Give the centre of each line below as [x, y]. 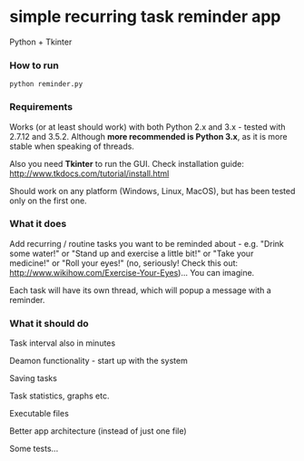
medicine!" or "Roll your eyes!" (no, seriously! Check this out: [124, 263]
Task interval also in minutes [63, 343]
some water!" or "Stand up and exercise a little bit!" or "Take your [132, 253]
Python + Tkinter [41, 42]
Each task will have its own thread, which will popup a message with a [141, 290]
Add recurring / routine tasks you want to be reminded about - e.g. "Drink [147, 243]
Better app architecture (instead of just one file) [98, 431]
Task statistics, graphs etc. [60, 396]
